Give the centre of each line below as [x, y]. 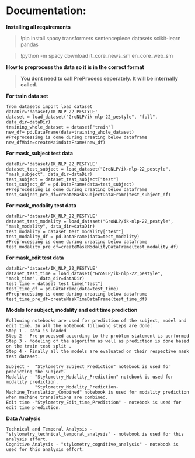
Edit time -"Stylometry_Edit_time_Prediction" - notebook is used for [94, 402]
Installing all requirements [39, 27]
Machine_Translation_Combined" [44, 392]
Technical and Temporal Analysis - [49, 429]
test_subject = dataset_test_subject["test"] [62, 179]
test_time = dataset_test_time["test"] [55, 284]
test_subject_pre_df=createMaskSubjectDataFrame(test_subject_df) [88, 195]
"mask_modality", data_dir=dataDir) [51, 226]
